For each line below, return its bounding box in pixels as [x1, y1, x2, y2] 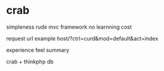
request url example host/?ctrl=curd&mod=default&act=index [6, 35, 159, 42]
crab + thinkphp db [6, 58, 54, 65]
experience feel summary [6, 46, 70, 54]
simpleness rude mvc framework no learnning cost [6, 23, 132, 30]
